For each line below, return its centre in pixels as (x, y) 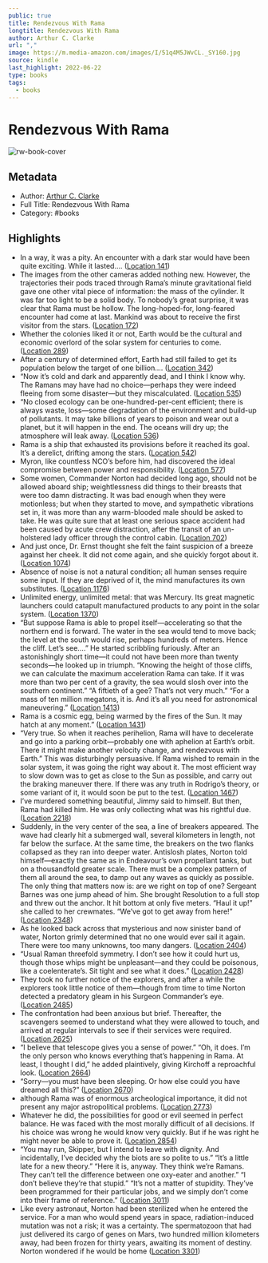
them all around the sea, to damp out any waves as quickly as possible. (137, 877)
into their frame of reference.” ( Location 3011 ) (95, 1200)
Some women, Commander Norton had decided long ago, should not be (138, 478)
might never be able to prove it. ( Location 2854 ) (99, 1141)
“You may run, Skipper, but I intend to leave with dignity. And (119, 1149)
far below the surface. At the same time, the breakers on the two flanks (136, 843)
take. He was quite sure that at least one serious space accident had (132, 520)
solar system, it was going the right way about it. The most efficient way (138, 767)
